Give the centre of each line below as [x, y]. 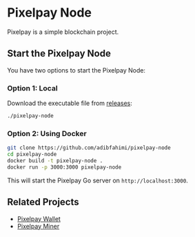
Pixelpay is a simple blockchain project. [63, 32]
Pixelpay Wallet [39, 218]
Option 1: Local [32, 88]
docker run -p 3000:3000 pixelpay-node [64, 167]
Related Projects [43, 202]
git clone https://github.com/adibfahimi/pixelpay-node [89, 148]
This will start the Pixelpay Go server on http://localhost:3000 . [97, 180]
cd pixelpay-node [32, 154]
